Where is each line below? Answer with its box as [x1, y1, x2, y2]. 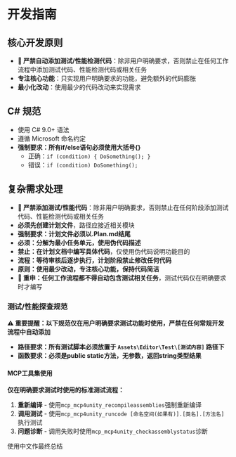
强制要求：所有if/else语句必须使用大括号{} [17, 143, 141, 151]
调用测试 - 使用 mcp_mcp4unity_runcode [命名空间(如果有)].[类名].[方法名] [17, 409, 225, 418]
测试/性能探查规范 [7, 302, 68, 311]
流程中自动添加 [7, 328, 51, 336]
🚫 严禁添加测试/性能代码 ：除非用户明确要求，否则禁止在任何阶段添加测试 [17, 203, 229, 212]
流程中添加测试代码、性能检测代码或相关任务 [17, 65, 147, 74]
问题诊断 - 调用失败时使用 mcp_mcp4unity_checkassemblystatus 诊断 [17, 427, 209, 436]
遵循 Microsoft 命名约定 [17, 134, 86, 143]
